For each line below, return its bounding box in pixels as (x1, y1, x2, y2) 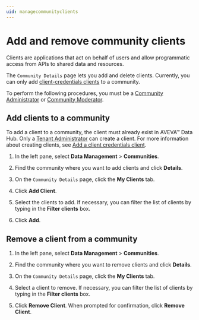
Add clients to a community (6, 113, 110, 123)
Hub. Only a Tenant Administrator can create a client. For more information (6, 135, 189, 142)
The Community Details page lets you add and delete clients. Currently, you (6, 72, 190, 79)
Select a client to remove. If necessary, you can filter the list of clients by (14, 284, 193, 292)
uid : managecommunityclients (6, 8, 78, 15)
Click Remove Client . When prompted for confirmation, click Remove (14, 302, 185, 309)
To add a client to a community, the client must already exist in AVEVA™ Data (6, 129, 193, 136)
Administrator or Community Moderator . (6, 96, 104, 103)
